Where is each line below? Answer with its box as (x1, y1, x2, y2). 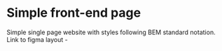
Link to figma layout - (6, 35, 68, 43)
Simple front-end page (6, 5, 141, 21)
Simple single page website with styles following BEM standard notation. (6, 28, 216, 36)
